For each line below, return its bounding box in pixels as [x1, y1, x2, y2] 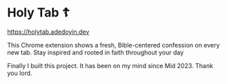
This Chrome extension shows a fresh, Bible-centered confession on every [7, 41, 220, 49]
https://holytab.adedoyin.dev [7, 28, 90, 36]
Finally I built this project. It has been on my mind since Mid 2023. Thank [7, 61, 214, 70]
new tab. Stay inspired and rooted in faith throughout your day [7, 48, 184, 56]
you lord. [7, 69, 32, 77]
